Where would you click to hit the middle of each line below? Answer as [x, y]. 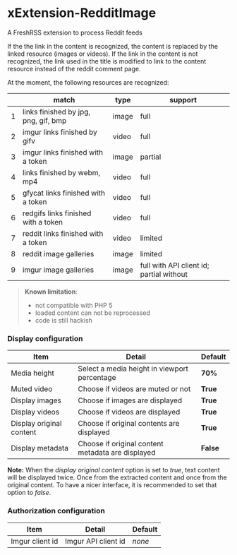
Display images [36, 400]
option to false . [29, 493]
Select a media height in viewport [133, 369]
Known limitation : [51, 292]
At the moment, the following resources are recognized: [88, 82]
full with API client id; [175, 265]
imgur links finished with [63, 152]
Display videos [35, 412]
